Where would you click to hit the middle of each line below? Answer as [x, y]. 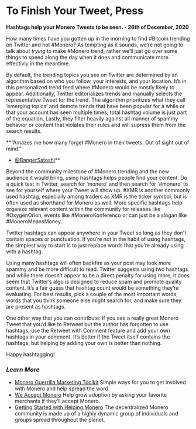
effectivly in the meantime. [38, 63]
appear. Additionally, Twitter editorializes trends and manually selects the [94, 93]
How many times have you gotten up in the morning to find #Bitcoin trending [98, 38]
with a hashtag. [25, 252]
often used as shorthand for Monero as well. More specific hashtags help [94, 202]
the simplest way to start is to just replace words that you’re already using [95, 245]
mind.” [14, 149]
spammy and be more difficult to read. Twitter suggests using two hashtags [97, 269]
